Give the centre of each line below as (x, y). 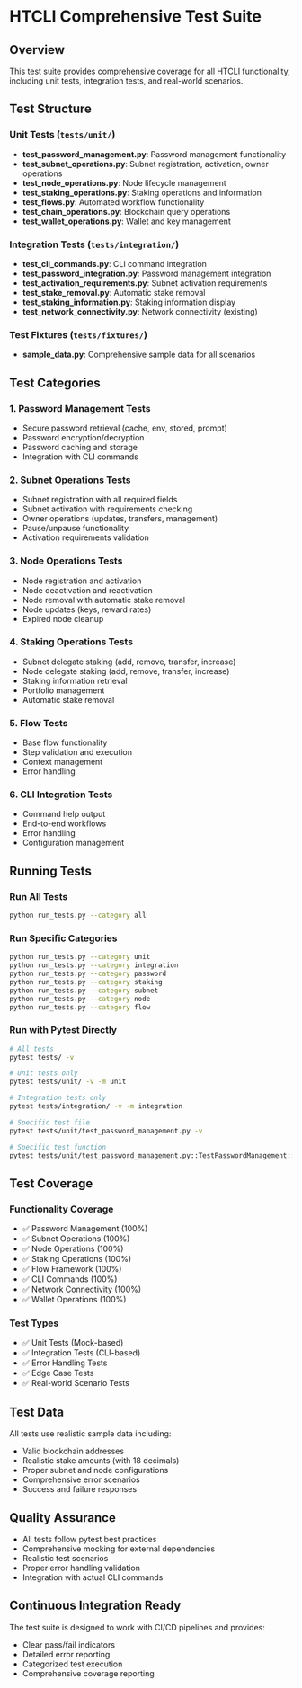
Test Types (34, 1323)
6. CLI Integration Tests (61, 795)
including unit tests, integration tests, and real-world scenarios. (126, 81)
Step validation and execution (77, 752)
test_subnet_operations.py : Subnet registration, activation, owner (146, 164)
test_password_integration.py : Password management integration (147, 273)
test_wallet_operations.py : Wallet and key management (126, 221)
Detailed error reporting (66, 1654)
